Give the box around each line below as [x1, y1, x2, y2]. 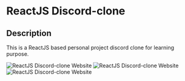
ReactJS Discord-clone [6, 4, 126, 18]
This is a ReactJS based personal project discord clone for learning [6, 44, 175, 51]
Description [6, 28, 52, 38]
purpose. [6, 50, 29, 58]
